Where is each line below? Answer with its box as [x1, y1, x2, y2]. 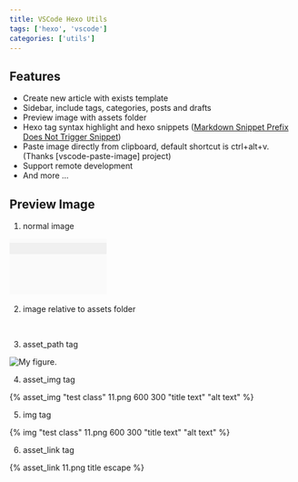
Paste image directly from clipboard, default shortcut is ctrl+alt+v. [22, 141, 270, 152]
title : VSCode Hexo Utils [9, 15, 107, 24]
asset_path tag [22, 339, 79, 349]
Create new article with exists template [22, 93, 169, 104]
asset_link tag [22, 445, 74, 455]
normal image [22, 221, 74, 231]
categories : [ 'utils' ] [9, 34, 95, 43]
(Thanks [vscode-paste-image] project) [22, 151, 172, 162]
